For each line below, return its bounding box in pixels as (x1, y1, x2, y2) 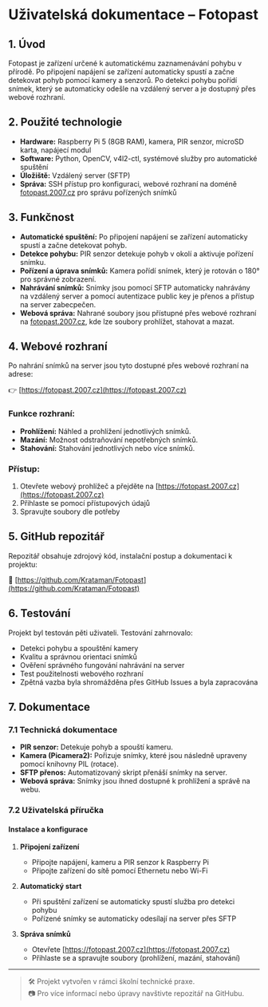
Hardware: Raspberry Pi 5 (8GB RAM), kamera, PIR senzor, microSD (19, 136, 245, 146)
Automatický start (19, 882, 82, 891)
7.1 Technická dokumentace (8, 724, 118, 735)
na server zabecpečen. (19, 299, 97, 309)
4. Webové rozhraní (8, 340, 108, 353)
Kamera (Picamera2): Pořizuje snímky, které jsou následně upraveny (19, 751, 247, 760)
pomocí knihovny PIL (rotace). (19, 760, 119, 769)
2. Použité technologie (8, 116, 123, 129)
